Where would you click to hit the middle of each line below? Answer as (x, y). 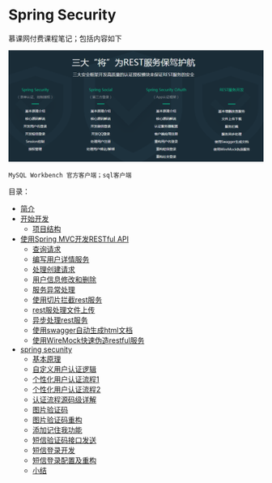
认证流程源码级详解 (64, 400)
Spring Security (62, 15)
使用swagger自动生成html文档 (83, 331)
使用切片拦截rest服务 (67, 300)
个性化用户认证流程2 (66, 390)
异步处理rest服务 (60, 320)
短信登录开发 (53, 451)
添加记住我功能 (57, 430)
